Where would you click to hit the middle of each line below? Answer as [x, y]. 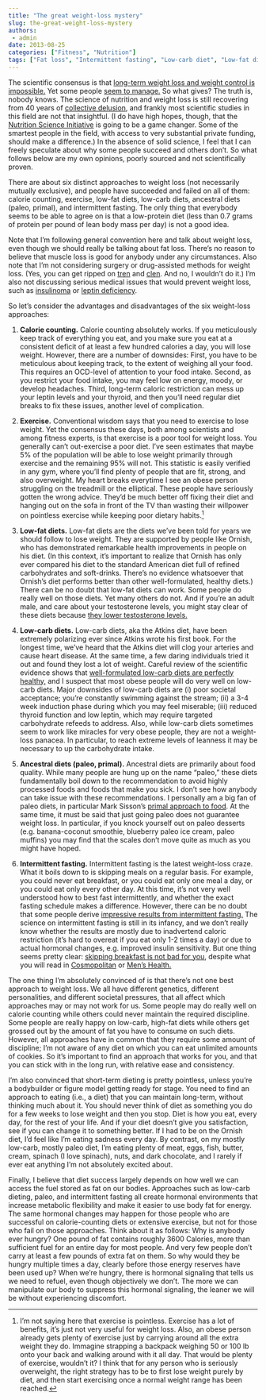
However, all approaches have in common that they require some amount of [132, 1039]
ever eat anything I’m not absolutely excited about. [91, 1164]
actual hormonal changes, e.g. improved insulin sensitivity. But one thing [138, 948]
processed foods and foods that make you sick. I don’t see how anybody [138, 789]
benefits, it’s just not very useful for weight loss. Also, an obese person [135, 1329]
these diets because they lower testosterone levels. [103, 615]
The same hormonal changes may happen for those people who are [119, 1213]
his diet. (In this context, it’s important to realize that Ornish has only [131, 556]
